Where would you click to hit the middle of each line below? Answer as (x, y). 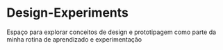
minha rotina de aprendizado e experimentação (74, 39)
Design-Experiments (68, 13)
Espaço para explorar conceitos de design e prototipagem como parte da (111, 32)
